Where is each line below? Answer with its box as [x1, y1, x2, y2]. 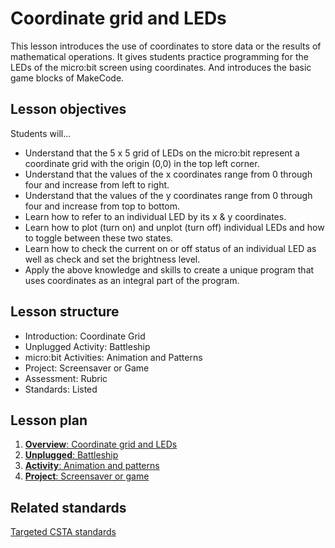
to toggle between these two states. [24, 232, 174, 244]
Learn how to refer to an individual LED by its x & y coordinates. [24, 210, 287, 222]
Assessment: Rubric [24, 372, 108, 384]
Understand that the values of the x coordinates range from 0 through [24, 168, 313, 180]
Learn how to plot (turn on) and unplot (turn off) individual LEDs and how [24, 221, 325, 233]
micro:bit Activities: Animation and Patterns [24, 351, 203, 363]
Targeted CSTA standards [10, 526, 117, 538]
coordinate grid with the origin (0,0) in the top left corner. [24, 157, 260, 169]
